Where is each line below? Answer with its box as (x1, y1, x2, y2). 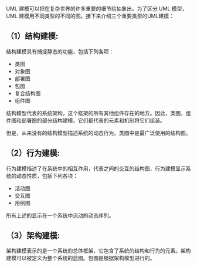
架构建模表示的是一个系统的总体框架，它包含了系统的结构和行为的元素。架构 (6, 247, 191, 254)
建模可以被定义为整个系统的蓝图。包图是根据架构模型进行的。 (6, 255, 155, 262)
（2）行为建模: (6, 148, 60, 158)
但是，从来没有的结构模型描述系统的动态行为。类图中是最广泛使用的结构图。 (6, 129, 191, 136)
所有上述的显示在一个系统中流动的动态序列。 (6, 212, 114, 219)
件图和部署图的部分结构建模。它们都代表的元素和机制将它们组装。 (6, 117, 165, 124)
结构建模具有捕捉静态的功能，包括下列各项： (6, 48, 114, 55)
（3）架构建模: (6, 231, 60, 241)
